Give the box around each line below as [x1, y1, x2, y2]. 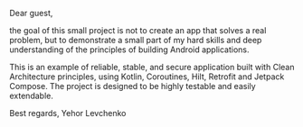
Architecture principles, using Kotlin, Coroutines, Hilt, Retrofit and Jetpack [9, 71, 285, 82]
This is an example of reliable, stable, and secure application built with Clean [9, 62, 295, 72]
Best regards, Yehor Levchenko [9, 108, 127, 118]
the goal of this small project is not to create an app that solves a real [9, 25, 267, 35]
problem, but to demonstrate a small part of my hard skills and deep [9, 35, 262, 45]
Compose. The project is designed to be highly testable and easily [9, 81, 256, 91]
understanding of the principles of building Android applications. [9, 44, 251, 55]
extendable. [9, 90, 54, 101]
